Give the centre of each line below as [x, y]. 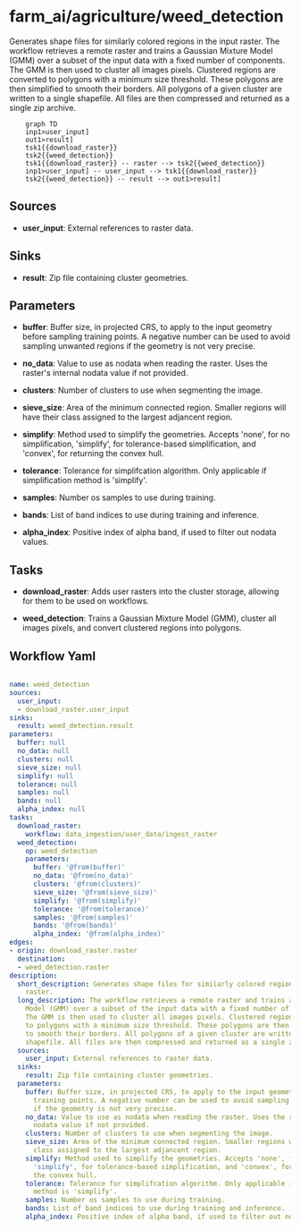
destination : [42, 959]
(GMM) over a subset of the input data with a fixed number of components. [147, 60]
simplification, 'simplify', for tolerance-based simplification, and [139, 444]
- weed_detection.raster [63, 967]
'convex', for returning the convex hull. [93, 454]
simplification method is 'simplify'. [84, 480]
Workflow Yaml [53, 656]
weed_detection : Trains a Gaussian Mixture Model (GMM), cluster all [149, 618]
